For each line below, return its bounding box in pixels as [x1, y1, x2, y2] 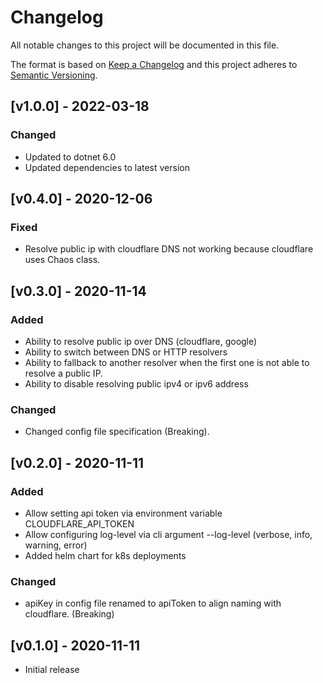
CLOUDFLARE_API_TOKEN [24, 517, 135, 530]
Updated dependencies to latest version [24, 161, 190, 173]
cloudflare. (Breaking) [24, 608, 115, 620]
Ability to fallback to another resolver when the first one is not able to [24, 357, 310, 368]
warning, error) [24, 539, 88, 551]
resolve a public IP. [24, 367, 104, 379]
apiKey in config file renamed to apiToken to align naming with [24, 597, 282, 610]
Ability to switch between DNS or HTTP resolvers [24, 346, 228, 358]
